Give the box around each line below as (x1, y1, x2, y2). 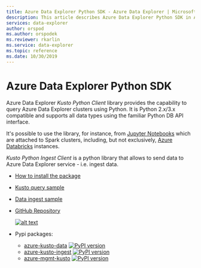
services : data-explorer (6, 20, 68, 26)
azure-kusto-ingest (23, 248, 72, 255)
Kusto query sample (14, 183, 65, 191)
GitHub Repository (14, 207, 61, 214)
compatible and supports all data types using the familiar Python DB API (6, 112, 184, 119)
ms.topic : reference (6, 48, 58, 54)
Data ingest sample (14, 195, 63, 203)
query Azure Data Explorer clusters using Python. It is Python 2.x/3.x (6, 106, 175, 113)
